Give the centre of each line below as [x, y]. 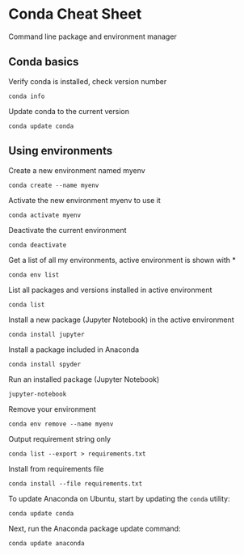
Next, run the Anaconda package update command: [95, 528]
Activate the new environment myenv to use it [84, 200]
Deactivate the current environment [67, 230]
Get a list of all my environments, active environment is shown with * [122, 260]
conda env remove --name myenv [61, 424]
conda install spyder [45, 364]
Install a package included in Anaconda [74, 350]
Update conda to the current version [69, 111]
